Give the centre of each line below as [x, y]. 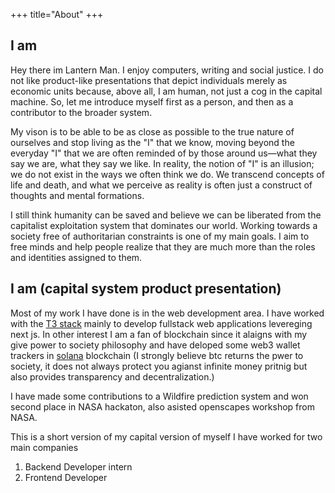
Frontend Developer [66, 477]
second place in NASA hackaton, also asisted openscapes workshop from [162, 406]
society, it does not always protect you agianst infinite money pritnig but [159, 366]
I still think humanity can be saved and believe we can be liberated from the [166, 215]
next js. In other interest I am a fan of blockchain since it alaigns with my [159, 334]
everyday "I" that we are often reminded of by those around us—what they [164, 153]
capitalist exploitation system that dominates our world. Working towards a [164, 225]
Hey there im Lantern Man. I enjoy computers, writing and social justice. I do [167, 70]
